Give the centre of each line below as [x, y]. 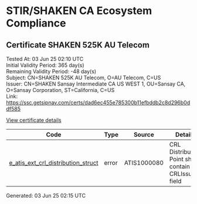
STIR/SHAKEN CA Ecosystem [79, 11]
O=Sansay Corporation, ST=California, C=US [60, 90]
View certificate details [34, 120]
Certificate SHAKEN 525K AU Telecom [78, 45]
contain [180, 166]
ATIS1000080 [144, 163]
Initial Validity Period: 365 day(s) [45, 65]
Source [144, 135]
